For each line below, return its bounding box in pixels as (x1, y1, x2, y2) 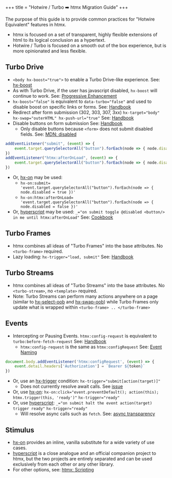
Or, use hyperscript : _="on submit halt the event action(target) (12, 400, 153, 406)
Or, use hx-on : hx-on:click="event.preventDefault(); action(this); (12, 389, 159, 395)
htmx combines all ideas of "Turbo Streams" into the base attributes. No (12, 282, 165, 288)
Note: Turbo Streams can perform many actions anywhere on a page (12, 293, 158, 299)
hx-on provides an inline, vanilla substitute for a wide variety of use (12, 439, 155, 445)
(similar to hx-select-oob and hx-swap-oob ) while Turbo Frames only (12, 298, 159, 305)
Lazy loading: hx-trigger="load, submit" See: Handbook (12, 254, 134, 260)
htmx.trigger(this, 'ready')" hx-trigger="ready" (12, 395, 120, 400)
